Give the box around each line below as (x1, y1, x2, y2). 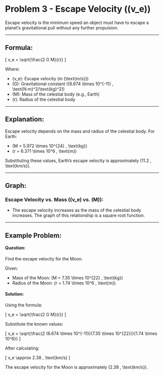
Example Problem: (5, 231, 62, 239)
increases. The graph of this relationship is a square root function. (12, 212, 145, 218)
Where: (5, 66, 20, 72)
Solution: (5, 291, 24, 297)
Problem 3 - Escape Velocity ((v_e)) (5, 3, 151, 15)
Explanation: (5, 115, 44, 123)
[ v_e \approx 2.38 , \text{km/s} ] (5, 355, 71, 361)
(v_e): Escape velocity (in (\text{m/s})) (12, 75, 89, 81)
